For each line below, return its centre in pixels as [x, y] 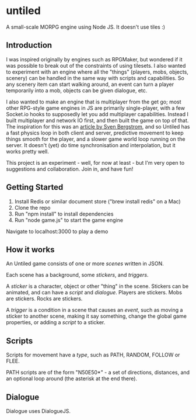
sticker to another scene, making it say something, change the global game [96, 316]
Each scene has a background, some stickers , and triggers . [77, 275]
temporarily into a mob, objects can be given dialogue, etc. [77, 90]
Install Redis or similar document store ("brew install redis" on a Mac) [97, 201]
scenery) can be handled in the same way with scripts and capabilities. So [95, 78]
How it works [30, 249]
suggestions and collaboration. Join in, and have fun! [70, 169]
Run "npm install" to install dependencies [64, 214]
